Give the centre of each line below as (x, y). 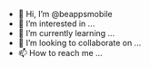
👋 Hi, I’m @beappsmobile (65, 14)
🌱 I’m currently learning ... (66, 33)
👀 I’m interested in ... (56, 24)
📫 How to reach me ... (60, 53)
